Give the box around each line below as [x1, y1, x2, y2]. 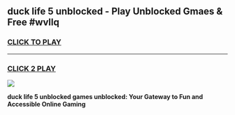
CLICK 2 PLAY [7, 63, 56, 73]
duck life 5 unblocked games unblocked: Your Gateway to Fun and [7, 92, 204, 100]
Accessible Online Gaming [7, 100, 86, 108]
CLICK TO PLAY [7, 38, 62, 47]
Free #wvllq [7, 17, 59, 29]
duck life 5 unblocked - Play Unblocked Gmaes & [7, 6, 223, 17]
